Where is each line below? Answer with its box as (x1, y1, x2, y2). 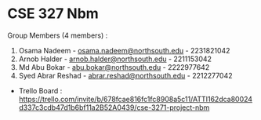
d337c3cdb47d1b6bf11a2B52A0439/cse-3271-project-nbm (18, 103, 210, 112)
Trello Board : (18, 85, 63, 95)
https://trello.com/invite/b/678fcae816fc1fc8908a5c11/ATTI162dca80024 (18, 94, 252, 104)
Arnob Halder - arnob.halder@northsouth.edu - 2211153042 (18, 54, 212, 64)
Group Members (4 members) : (7, 31, 108, 40)
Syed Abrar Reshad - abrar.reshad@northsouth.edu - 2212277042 (18, 71, 233, 80)
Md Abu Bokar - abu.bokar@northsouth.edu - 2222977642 (18, 62, 210, 71)
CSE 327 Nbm (7, 5, 99, 23)
